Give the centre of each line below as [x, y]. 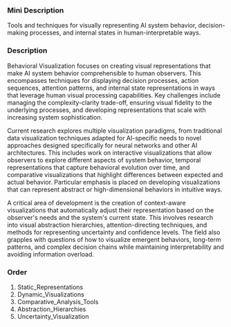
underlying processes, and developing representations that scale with [107, 110]
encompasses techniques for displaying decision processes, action [103, 80]
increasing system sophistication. [55, 117]
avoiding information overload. [51, 254]
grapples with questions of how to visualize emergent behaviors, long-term [114, 239]
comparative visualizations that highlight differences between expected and [115, 174]
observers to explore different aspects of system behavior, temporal [104, 160]
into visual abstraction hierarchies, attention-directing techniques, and [107, 225]
